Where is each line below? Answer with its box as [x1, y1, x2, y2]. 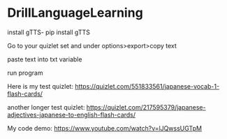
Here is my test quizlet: [7, 82, 73, 90]
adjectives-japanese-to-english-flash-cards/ [7, 110, 136, 119]
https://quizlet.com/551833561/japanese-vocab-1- [74, 82, 220, 90]
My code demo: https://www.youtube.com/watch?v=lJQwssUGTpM [7, 124, 203, 132]
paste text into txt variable [7, 54, 82, 64]
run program [7, 68, 43, 77]
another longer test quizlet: [7, 103, 85, 111]
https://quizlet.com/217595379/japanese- [86, 103, 206, 111]
